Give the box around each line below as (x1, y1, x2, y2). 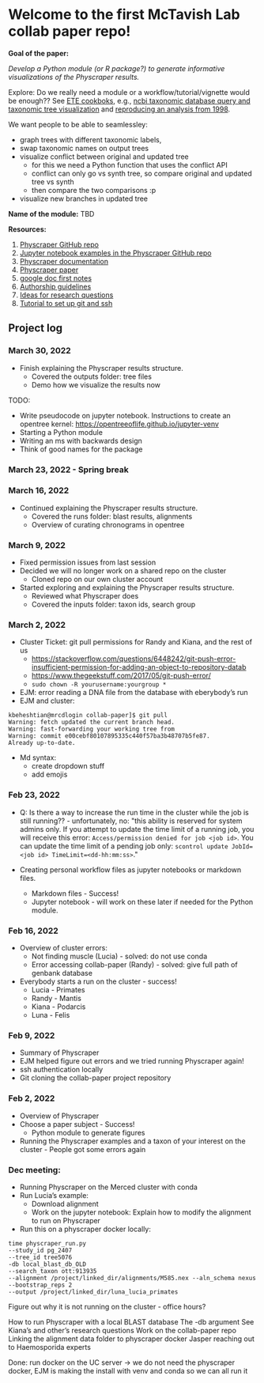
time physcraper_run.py (8, 1239, 87, 1247)
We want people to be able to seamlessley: (8, 119, 148, 129)
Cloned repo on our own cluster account (31, 575, 164, 584)
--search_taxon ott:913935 (8, 1267, 97, 1275)
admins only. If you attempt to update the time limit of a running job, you (19, 824, 255, 833)
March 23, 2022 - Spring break (8, 464, 129, 475)
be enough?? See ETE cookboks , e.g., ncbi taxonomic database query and (8, 96, 251, 105)
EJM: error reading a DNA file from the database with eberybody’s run (19, 688, 249, 697)
